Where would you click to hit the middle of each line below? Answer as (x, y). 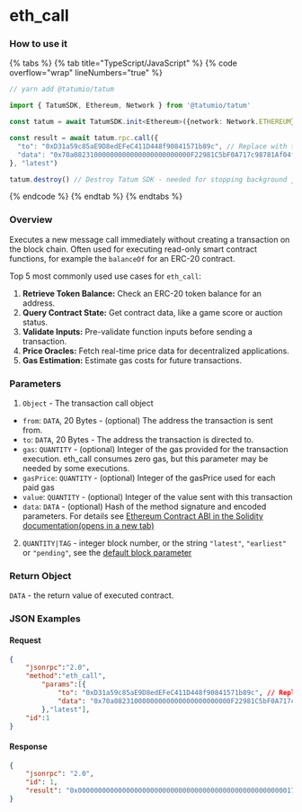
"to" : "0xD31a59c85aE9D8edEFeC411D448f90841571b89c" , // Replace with (152, 146)
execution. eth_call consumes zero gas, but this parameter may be (145, 459)
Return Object (40, 576)
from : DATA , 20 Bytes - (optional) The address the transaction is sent (147, 421)
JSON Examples (45, 619)
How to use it (38, 44)
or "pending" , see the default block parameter (107, 553)
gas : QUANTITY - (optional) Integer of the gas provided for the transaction (155, 450)
